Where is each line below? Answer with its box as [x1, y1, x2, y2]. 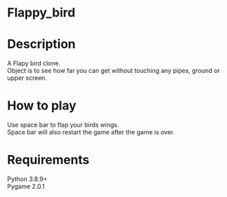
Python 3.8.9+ [7, 175, 48, 183]
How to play [7, 98, 77, 114]
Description [7, 37, 76, 52]
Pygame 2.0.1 [7, 183, 45, 190]
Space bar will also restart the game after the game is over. [7, 128, 175, 136]
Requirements [7, 152, 90, 168]
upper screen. [7, 74, 47, 82]
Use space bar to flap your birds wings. [7, 121, 119, 129]
